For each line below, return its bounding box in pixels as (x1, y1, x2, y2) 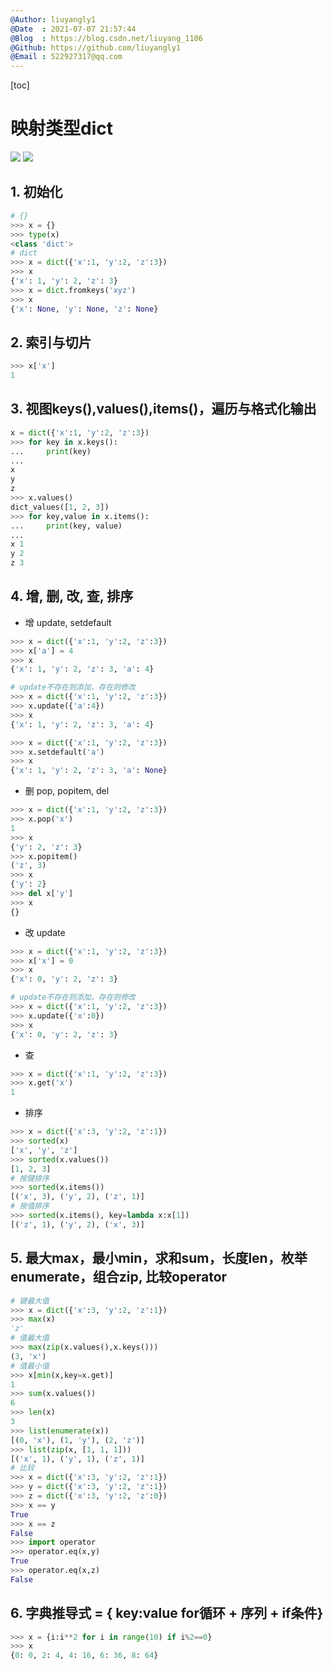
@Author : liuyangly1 (10, 14, 97, 25)
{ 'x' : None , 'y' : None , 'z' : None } (10, 304, 159, 314)
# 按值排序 (10, 1201, 50, 1211)
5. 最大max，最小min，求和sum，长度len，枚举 (10, 1250, 308, 1267)
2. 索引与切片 (10, 334, 92, 351)
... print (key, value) (10, 521, 123, 531)
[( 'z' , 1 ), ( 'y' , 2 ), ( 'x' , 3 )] (10, 1219, 145, 1230)
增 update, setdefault (24, 616, 112, 628)
